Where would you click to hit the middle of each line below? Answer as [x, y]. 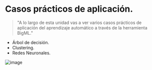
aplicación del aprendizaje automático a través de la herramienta [82, 27]
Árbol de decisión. [31, 42]
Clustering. [23, 47]
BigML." [25, 33]
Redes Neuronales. [31, 53]
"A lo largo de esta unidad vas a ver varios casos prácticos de [79, 23]
